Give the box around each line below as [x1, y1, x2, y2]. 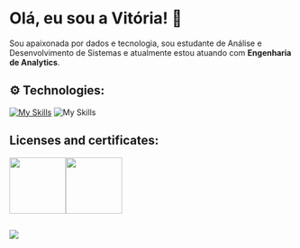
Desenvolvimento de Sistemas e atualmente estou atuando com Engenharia [9, 47, 292, 58]
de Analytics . [9, 57, 60, 67]
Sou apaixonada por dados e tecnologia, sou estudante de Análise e [9, 38, 263, 49]
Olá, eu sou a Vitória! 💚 [9, 8, 183, 29]
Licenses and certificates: [9, 133, 159, 148]
